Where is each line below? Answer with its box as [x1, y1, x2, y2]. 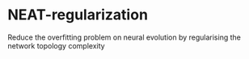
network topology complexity [7, 40, 106, 50]
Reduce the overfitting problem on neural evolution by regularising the [7, 32, 242, 42]
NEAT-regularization [7, 6, 149, 24]
